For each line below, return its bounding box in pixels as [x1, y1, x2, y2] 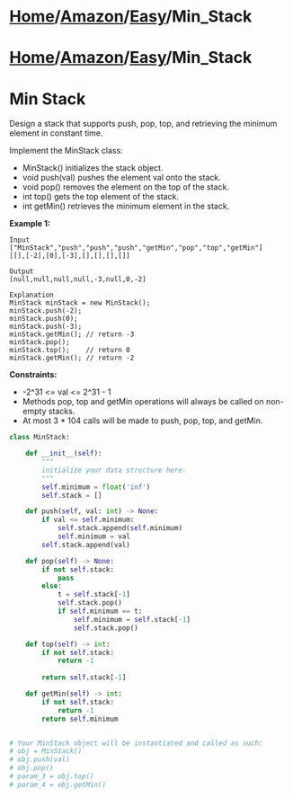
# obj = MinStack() [9, 747, 83, 756]
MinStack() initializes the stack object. [22, 163, 164, 173]
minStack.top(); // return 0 [9, 346, 130, 355]
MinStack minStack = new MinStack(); [9, 298, 151, 307]
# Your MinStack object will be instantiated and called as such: [9, 739, 263, 748]
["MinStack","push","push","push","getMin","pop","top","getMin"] [9, 244, 263, 253]
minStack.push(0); [9, 315, 78, 324]
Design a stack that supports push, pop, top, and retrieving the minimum [9, 119, 278, 129]
